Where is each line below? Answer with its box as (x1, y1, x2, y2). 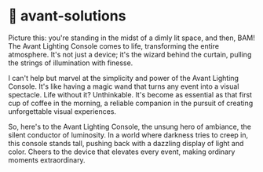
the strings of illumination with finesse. (8, 58, 133, 68)
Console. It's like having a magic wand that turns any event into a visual (8, 82, 239, 91)
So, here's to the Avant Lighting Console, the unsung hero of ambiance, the (8, 122, 252, 131)
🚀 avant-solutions (8, 7, 126, 25)
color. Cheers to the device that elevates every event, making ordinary (8, 147, 236, 156)
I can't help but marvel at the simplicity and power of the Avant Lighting (8, 73, 239, 82)
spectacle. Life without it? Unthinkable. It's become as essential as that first (8, 90, 253, 99)
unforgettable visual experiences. (8, 106, 116, 116)
